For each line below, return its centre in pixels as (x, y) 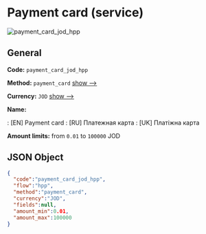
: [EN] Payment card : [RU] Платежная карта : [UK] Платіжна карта (103, 122)
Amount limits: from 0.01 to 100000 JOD (64, 135)
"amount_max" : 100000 (43, 218)
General (25, 53)
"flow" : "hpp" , (33, 186)
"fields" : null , (35, 205)
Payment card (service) (76, 13)
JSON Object (35, 158)
